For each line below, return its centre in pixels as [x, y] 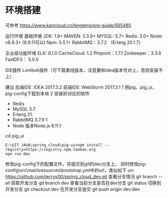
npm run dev [18, 154]
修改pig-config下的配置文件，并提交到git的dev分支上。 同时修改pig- [76, 164]
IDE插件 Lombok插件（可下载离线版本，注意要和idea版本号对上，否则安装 [82, 70]
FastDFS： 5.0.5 [22, 59]
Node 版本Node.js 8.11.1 [37, 126]
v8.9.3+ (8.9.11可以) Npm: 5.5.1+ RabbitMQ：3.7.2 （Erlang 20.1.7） [74, 42]
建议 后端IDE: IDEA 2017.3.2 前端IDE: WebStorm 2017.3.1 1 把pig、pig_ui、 [81, 87]
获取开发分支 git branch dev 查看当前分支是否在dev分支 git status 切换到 [86, 183]
